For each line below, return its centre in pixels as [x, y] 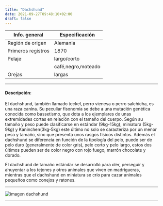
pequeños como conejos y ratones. [41, 180]
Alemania [65, 43]
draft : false [18, 18]
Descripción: [18, 93]
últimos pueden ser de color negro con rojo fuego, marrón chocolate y [75, 150]
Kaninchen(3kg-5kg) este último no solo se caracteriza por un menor [88, 129]
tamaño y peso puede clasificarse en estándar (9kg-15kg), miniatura [73, 124]
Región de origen [27, 43]
